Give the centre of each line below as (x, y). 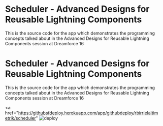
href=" (12, 113)
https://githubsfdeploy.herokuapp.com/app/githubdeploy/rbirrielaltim (88, 113)
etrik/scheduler (20, 118)
